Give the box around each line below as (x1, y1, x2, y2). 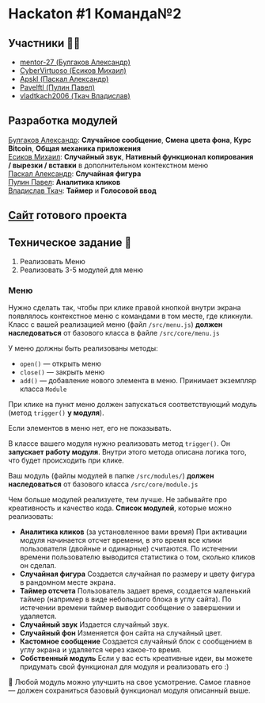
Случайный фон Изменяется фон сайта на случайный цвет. (19, 628, 223, 638)
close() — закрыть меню (19, 367, 105, 377)
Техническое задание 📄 (8, 236, 132, 249)
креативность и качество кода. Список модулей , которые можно (8, 503, 232, 513)
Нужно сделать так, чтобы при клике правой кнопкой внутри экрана (8, 303, 241, 313)
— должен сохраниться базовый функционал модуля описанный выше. (8, 686, 251, 695)
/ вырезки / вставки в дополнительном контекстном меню (8, 160, 208, 170)
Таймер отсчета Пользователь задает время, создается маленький (19, 586, 252, 596)
